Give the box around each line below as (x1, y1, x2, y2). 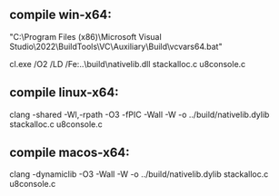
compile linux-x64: (9, 85, 120, 101)
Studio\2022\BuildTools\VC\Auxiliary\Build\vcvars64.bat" (9, 41, 223, 52)
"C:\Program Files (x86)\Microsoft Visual (9, 31, 162, 42)
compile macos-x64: (9, 145, 130, 161)
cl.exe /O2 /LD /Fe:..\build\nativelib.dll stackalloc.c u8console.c (9, 58, 246, 69)
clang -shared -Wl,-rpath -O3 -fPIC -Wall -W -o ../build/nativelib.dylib (9, 109, 270, 120)
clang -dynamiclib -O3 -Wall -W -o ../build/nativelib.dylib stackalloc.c (9, 169, 269, 180)
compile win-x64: (9, 7, 112, 23)
